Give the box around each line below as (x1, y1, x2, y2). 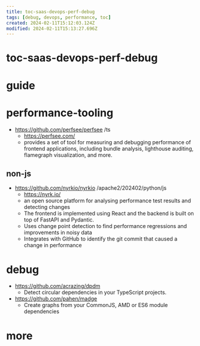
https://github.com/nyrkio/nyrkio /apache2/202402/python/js (14, 184, 166, 192)
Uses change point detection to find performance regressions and (23, 223, 187, 230)
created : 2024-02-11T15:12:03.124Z (6, 20, 95, 26)
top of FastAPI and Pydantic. (23, 216, 95, 223)
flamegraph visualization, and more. (23, 151, 113, 159)
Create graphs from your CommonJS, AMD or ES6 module (23, 302, 168, 309)
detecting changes (23, 204, 71, 211)
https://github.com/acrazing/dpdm (14, 283, 101, 290)
